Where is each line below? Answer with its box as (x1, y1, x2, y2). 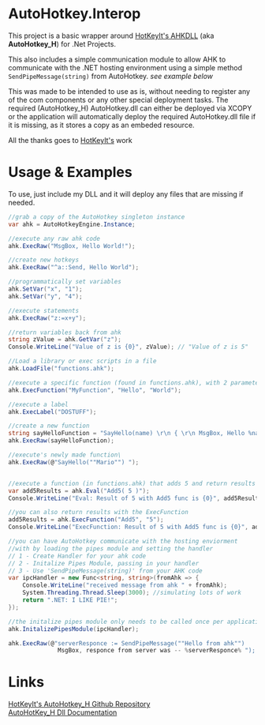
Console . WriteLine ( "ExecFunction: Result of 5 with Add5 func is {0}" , (8, 523, 248, 532)
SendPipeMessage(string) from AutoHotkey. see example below (8, 71, 214, 81)
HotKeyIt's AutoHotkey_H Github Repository (8, 700, 151, 709)
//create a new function (8, 422, 90, 430)
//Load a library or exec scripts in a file (8, 357, 157, 366)
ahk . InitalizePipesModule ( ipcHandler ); (8, 625, 140, 633)
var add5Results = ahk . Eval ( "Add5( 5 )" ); (8, 486, 150, 494)
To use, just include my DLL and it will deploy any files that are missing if (8, 189, 244, 198)
